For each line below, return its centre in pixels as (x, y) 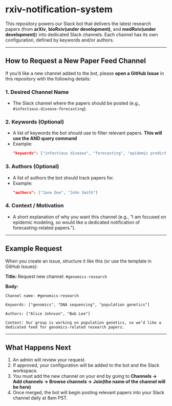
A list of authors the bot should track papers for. (63, 177)
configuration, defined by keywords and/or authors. (60, 40)
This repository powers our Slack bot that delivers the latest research (78, 24)
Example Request (34, 249)
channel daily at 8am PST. (40, 398)
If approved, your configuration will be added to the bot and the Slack (86, 366)
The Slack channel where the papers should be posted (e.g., (77, 103)
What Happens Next (38, 347)
